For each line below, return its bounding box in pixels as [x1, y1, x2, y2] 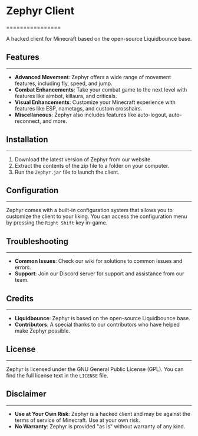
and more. [42, 117, 68, 125]
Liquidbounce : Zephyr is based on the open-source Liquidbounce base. [14, 315, 190, 321]
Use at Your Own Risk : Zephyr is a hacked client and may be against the [14, 410, 190, 417]
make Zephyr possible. [14, 327, 71, 334]
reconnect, [14, 117, 41, 125]
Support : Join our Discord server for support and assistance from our [14, 270, 184, 277]
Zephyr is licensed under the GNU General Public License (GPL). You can [6, 365, 184, 373]
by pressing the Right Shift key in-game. [6, 219, 108, 226]
